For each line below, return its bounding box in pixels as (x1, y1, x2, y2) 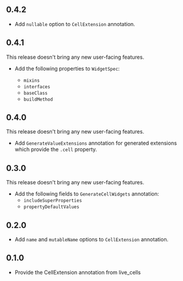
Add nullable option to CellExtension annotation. (14, 20, 136, 27)
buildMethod (23, 96, 53, 103)
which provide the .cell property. (14, 146, 97, 153)
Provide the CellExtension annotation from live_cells (14, 269, 141, 276)
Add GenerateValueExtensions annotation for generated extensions (14, 139, 177, 147)
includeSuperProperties (23, 198, 83, 204)
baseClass (23, 90, 48, 96)
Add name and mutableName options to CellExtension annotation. (14, 236, 169, 243)
